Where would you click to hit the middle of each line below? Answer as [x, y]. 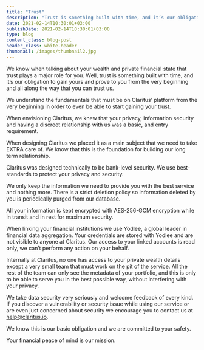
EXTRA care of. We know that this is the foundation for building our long [96, 149]
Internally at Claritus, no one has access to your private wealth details [93, 259]
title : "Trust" [25, 12]
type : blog [20, 35]
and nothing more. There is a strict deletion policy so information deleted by [101, 192]
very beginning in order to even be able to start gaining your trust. [89, 106]
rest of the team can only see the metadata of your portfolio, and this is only [101, 273]
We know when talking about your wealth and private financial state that [97, 69]
